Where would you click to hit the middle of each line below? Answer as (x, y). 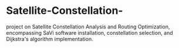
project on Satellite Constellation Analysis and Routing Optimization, (88, 27)
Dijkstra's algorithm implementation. (50, 39)
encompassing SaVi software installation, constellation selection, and (89, 32)
